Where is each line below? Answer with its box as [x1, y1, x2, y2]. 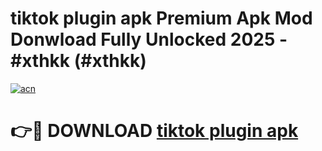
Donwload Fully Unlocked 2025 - [10, 28, 288, 51]
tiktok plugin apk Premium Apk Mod [10, 7, 313, 30]
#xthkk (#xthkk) [10, 50, 147, 72]
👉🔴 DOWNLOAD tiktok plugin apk [10, 120, 299, 142]
